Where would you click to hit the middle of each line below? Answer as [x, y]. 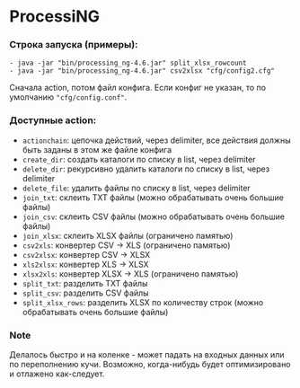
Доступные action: [53, 120]
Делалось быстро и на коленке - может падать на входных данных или [147, 355]
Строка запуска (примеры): [74, 45]
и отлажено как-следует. [57, 374]
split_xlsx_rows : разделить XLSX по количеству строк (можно [143, 302]
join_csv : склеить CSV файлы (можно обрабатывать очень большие [154, 216]
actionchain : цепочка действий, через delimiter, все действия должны [156, 140]
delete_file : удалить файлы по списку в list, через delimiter [137, 188]
